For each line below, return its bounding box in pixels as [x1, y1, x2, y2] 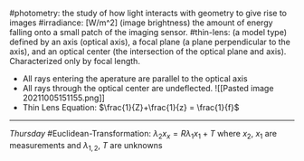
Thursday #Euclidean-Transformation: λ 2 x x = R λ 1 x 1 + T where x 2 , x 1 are [9, 128, 278, 141]
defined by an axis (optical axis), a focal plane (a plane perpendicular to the [9, 36, 291, 47]
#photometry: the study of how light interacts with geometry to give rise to [9, 8, 288, 18]
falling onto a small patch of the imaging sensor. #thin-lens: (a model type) [9, 27, 288, 37]
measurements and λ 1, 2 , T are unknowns [9, 139, 163, 153]
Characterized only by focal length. [9, 56, 140, 66]
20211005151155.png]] [22, 92, 106, 103]
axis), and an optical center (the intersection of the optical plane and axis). [9, 46, 287, 57]
